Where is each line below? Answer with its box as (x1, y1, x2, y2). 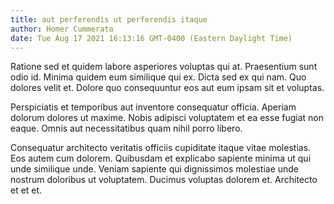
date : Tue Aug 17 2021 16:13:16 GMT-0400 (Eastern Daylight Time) (10, 33, 293, 43)
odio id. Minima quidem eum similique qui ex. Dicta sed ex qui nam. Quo (10, 71, 307, 83)
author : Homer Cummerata (10, 24, 114, 34)
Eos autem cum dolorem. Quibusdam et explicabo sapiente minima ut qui (10, 152, 312, 165)
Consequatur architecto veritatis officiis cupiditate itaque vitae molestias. (10, 142, 312, 154)
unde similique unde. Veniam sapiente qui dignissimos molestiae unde (10, 163, 300, 175)
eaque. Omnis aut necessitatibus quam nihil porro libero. (10, 122, 243, 135)
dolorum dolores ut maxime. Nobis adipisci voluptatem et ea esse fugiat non (10, 112, 324, 124)
